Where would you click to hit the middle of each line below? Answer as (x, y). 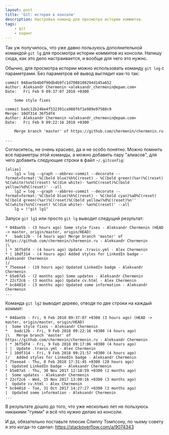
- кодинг (23, 33)
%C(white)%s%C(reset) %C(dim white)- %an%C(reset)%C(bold (67, 182)
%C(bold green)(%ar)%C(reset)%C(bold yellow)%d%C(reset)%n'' (71, 200)
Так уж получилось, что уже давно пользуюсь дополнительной (74, 48)
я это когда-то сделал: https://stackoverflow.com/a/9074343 (70, 427)
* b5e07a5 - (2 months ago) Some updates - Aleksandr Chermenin (74, 276)
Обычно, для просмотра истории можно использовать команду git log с (85, 68)
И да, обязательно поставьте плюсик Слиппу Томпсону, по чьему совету (84, 422)
